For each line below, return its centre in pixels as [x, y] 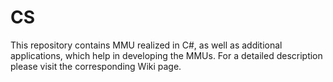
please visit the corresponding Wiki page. [96, 66]
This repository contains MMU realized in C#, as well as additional [146, 45]
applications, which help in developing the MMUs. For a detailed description [166, 55]
